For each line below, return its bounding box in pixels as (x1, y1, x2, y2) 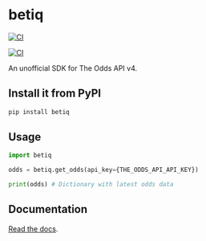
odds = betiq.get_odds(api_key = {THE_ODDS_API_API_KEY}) (8, 166, 199, 174)
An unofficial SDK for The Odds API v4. (8, 63, 138, 73)
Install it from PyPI (8, 87, 102, 100)
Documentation (8, 202, 88, 216)
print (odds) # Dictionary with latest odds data (8, 181, 174, 189)
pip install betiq (8, 108, 70, 116)
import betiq (8, 151, 52, 160)
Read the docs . (8, 223, 59, 234)
